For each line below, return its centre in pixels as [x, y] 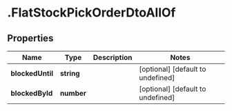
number [73, 93]
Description [113, 58]
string [70, 73]
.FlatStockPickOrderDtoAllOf [91, 13]
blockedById [32, 93]
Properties [30, 38]
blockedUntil [32, 73]
